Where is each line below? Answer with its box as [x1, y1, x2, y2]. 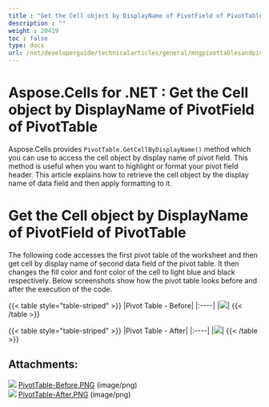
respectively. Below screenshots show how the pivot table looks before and [8, 275, 258, 285]
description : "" [8, 19, 66, 27]
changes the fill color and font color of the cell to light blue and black [8, 267, 235, 277]
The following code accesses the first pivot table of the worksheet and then [8, 250, 258, 259]
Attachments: [8, 358, 78, 372]
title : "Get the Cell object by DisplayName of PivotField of [8, 11, 224, 20]
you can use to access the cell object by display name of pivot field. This [8, 153, 248, 162]
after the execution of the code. [8, 284, 113, 294]
